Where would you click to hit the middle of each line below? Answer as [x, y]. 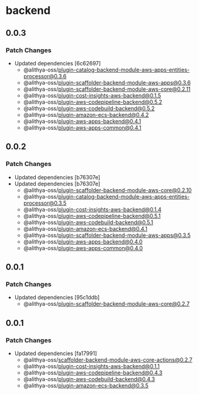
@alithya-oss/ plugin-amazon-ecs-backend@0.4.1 [85, 228]
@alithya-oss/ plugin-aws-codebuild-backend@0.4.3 [89, 379]
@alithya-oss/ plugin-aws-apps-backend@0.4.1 [82, 121]
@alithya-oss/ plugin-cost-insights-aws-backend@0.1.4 [92, 209]
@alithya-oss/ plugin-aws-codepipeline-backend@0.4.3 [93, 373]
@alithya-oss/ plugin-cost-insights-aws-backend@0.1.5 [92, 95]
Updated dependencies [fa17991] [56, 353]
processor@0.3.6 [45, 76]
